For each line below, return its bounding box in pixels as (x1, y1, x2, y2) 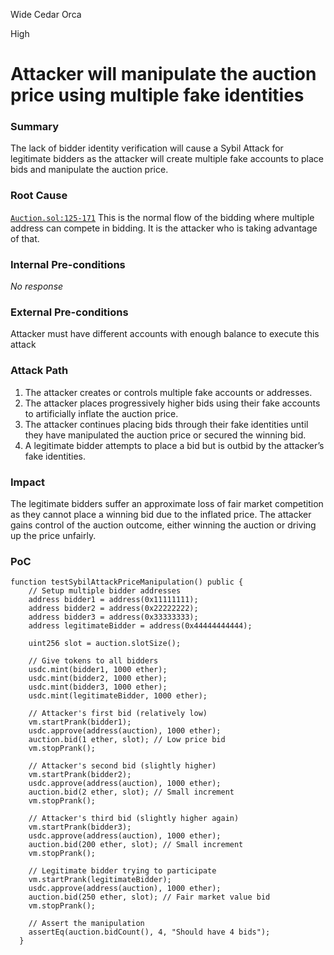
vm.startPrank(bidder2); (28, 770, 132, 780)
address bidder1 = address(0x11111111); (28, 595, 199, 605)
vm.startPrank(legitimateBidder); (28, 875, 172, 885)
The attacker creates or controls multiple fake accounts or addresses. (24, 386, 313, 398)
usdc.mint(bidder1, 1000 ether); (28, 665, 168, 675)
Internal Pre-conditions (10, 257, 126, 271)
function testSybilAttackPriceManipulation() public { (10, 577, 244, 588)
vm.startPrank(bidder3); (28, 822, 132, 833)
